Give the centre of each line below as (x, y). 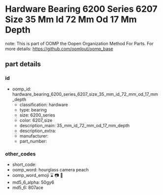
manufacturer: (34, 136)
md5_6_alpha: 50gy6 (33, 182)
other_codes (20, 154)
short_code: (24, 164)
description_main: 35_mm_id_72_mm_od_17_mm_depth (75, 125)
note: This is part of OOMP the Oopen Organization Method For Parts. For (79, 43)
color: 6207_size (36, 120)
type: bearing (33, 110)
